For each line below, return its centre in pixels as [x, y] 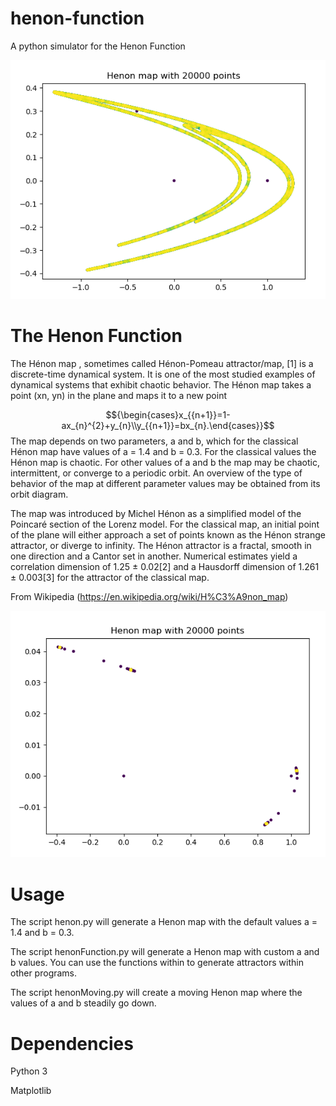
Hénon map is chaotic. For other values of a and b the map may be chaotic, [165, 462]
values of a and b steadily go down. [83, 1003]
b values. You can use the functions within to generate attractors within [157, 963]
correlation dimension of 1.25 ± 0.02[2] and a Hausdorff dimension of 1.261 [165, 566]
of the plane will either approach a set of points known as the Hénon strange [168, 534]
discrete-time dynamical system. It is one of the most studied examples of [163, 374]
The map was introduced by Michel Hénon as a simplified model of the [156, 513]
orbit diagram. [39, 494]
